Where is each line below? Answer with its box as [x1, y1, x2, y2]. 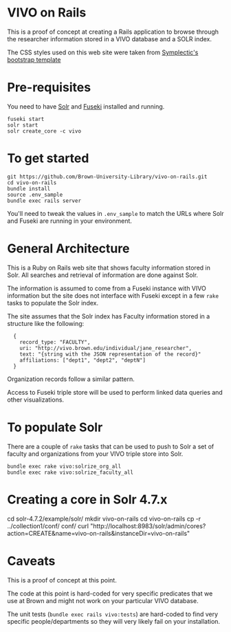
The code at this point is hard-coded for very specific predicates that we [7, 589, 213, 598]
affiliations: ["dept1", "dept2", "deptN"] [19, 356, 146, 364]
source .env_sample [7, 191, 63, 198]
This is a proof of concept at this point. [7, 576, 117, 584]
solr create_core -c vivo [7, 127, 81, 135]
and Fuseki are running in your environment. [7, 217, 133, 225]
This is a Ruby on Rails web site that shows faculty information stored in [7, 263, 211, 272]
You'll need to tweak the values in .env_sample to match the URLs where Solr [7, 209, 224, 217]
